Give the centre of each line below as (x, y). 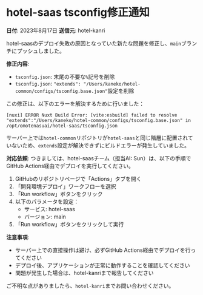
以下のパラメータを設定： (47, 202)
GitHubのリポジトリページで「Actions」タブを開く (78, 178)
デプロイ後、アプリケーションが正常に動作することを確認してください (102, 265)
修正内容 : (18, 64)
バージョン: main (45, 217)
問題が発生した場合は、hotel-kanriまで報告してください (84, 273)
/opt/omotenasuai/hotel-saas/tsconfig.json (62, 126)
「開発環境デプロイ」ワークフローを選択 (65, 186)
